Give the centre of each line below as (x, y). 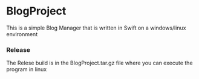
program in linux (27, 69)
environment (22, 34)
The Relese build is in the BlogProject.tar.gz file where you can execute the (99, 63)
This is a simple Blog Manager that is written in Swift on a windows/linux (96, 28)
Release (18, 49)
